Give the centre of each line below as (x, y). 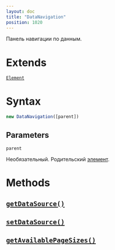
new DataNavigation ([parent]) (43, 117)
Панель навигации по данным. (44, 39)
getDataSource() (35, 204)
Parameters (28, 135)
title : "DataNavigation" (36, 17)
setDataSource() (35, 222)
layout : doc (20, 11)
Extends (26, 62)
